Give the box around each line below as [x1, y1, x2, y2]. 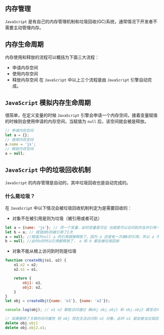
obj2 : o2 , [22, 285, 42, 290]
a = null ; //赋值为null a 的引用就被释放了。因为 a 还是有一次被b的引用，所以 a [5, 234, 155, 239]
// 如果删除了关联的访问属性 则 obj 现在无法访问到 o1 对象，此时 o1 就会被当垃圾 [5, 316, 155, 321]
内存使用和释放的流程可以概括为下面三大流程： [5, 54, 99, 60]
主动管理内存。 [13, 24, 44, 30]
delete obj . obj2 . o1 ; [5, 325, 47, 330]
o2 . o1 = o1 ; [14, 267, 38, 272]
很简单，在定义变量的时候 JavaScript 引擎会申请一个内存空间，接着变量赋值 [5, 112, 158, 118]
